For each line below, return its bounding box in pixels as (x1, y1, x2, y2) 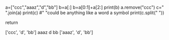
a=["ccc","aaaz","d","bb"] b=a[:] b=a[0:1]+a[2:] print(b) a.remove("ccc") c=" (5, 5, 164, 10)
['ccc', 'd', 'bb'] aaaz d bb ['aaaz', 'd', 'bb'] (5, 29, 93, 35)
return (5, 20, 18, 25)
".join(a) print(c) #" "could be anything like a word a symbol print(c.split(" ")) (5, 10, 164, 16)
